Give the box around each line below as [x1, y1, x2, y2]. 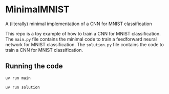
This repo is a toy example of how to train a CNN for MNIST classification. [5, 30, 161, 36]
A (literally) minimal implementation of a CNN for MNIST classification [5, 21, 152, 27]
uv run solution [5, 85, 40, 90]
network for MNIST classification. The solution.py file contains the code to [5, 41, 164, 47]
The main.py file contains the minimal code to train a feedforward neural [5, 36, 157, 42]
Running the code [5, 62, 63, 70]
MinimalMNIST [5, 4, 70, 15]
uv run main [5, 76, 31, 81]
